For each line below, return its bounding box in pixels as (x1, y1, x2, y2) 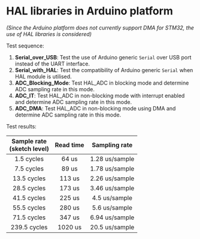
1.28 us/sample (90, 154, 135, 163)
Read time (54, 141, 85, 149)
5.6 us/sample (92, 203, 133, 211)
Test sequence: (6, 42, 45, 49)
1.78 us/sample (90, 164, 135, 172)
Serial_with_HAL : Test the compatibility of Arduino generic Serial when (14, 66, 193, 73)
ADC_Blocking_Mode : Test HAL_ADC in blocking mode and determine (14, 79, 189, 86)
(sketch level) (9, 144, 50, 153)
